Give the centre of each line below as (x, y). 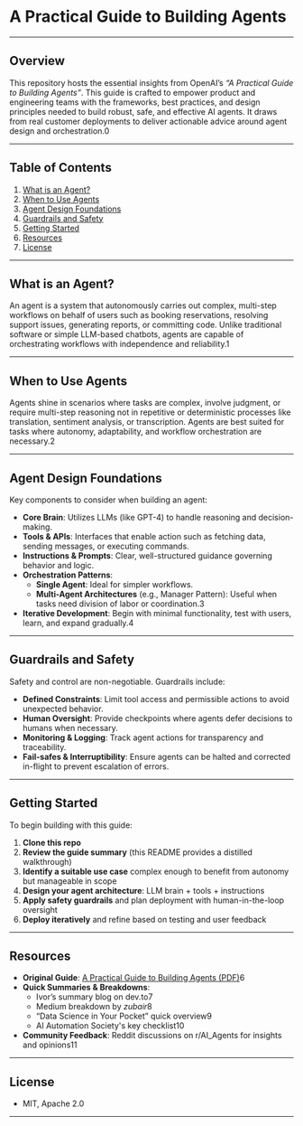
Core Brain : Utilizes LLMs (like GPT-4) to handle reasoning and (139, 517)
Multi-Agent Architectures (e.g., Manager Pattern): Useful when (156, 594)
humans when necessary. (70, 727)
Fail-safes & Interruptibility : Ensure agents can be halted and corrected (156, 756)
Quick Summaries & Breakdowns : (86, 988)
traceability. (44, 746)
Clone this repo (51, 842)
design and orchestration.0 (60, 131)
